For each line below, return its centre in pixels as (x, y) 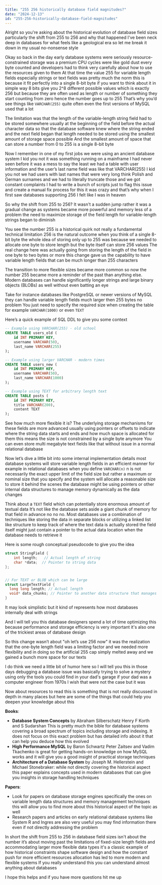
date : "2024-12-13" (25, 14)
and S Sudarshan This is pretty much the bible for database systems (80, 726)
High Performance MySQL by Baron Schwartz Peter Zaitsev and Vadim (83, 746)
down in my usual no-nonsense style (42, 48)
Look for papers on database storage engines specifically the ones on (82, 796)
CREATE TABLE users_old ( (31, 333)
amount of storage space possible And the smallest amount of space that (78, 139)
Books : (12, 711)
